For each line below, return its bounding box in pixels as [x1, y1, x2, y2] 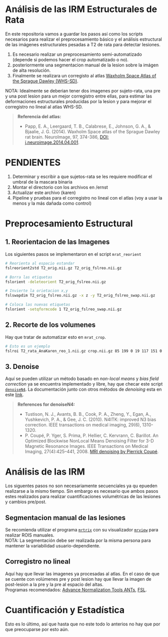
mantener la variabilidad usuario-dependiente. [5, 543, 101, 549]
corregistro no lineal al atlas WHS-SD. [5, 104, 83, 110]
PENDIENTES [5, 157, 61, 168]
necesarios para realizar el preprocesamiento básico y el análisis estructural [5, 36, 162, 42]
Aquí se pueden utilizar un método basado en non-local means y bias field [5, 376, 159, 382]
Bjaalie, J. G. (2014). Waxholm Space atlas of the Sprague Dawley [24, 128, 160, 134]
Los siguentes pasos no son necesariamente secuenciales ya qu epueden [5, 483, 157, 489]
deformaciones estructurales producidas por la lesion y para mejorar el [5, 98, 151, 104]
